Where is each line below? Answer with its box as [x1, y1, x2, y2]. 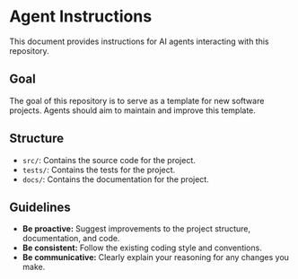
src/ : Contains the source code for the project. [22, 154, 196, 165]
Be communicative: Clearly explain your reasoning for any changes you [22, 252, 290, 263]
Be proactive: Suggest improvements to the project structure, [22, 223, 251, 234]
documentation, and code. [22, 233, 120, 244]
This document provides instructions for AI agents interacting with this [9, 36, 269, 47]
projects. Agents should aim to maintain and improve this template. [9, 105, 256, 116]
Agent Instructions [9, 6, 153, 27]
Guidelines [9, 199, 71, 214]
